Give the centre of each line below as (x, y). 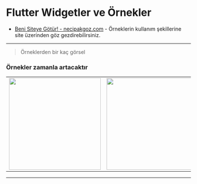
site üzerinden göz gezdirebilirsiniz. (57, 35)
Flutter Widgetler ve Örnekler (79, 13)
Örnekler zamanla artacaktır (47, 67)
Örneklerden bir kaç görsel (53, 52)
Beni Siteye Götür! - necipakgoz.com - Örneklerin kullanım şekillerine (98, 29)
